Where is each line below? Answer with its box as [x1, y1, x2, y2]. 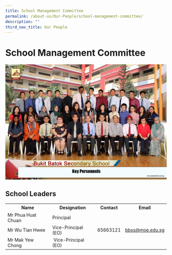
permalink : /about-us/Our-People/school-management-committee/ [5, 13, 143, 19]
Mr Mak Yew [7, 237, 34, 243]
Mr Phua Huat [7, 211, 37, 218]
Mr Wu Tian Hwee [7, 227, 46, 233]
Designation [59, 205, 86, 211]
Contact [100, 205, 118, 211]
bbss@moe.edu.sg [125, 227, 165, 233]
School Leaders [5, 189, 56, 198]
